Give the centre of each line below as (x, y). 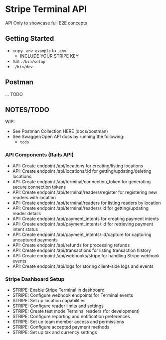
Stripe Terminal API (46, 9)
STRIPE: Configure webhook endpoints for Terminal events (73, 295)
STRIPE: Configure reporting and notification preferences (71, 316)
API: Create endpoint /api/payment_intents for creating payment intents (85, 219)
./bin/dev (23, 67)
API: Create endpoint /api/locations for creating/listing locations (78, 166)
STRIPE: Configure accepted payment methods (61, 327)
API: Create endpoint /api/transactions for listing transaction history (82, 250)
